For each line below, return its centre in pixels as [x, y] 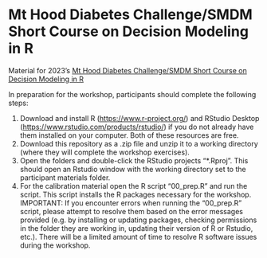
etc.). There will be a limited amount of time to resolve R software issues [138, 236]
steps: [18, 103]
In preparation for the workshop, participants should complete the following [132, 94]
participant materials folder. [65, 178]
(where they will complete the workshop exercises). [104, 152]
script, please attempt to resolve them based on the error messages [131, 211]
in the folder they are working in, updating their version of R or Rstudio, [136, 228]
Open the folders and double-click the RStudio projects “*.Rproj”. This [134, 160]
